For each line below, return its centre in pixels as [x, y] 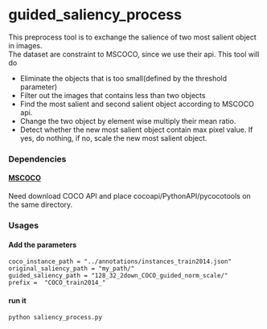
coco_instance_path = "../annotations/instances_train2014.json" [120, 262]
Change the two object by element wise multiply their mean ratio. [128, 121]
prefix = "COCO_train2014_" [57, 283]
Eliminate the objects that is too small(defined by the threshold [123, 78]
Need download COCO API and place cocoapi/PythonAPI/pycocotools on [129, 196]
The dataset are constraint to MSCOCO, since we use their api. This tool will [134, 54]
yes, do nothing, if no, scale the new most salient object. [113, 138]
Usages [23, 225]
